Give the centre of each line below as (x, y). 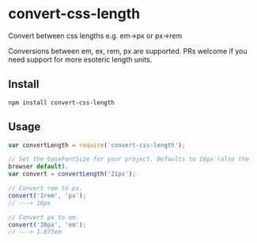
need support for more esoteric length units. (80, 59)
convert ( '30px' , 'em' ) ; (47, 225)
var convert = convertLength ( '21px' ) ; (72, 174)
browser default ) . (38, 167)
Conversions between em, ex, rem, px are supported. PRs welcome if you (128, 51)
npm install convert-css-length (61, 103)
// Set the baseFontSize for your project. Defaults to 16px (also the (128, 159)
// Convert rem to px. (45, 188)
